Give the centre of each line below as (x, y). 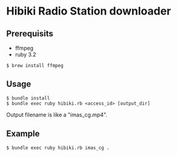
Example (23, 134)
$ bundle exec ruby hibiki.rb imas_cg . (58, 148)
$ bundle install (28, 98)
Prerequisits (30, 34)
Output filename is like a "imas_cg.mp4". (57, 115)
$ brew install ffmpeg (35, 65)
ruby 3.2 (25, 55)
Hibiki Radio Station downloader (89, 11)
